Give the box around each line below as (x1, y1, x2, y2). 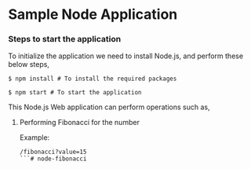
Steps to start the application (8, 34, 122, 45)
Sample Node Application (8, 6, 178, 24)
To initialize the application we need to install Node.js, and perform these (8, 51, 244, 61)
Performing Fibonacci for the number (19, 118, 140, 127)
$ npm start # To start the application (8, 89, 143, 97)
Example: (19, 133, 50, 142)
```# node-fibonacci (19, 155, 87, 163)
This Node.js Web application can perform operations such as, (8, 102, 210, 112)
